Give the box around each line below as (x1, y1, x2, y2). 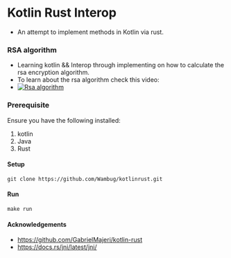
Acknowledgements (7, 220, 67, 228)
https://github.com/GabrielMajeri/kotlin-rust (17, 236, 143, 244)
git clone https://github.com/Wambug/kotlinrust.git (7, 175, 163, 182)
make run (7, 205, 33, 212)
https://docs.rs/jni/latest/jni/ (17, 243, 97, 251)
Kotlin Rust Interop (7, 5, 117, 21)
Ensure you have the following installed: (7, 116, 121, 124)
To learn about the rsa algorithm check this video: (17, 76, 160, 84)
